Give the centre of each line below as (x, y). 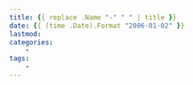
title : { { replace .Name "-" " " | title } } (93, 17)
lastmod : (25, 34)
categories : (31, 42)
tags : (19, 58)
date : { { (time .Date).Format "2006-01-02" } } (97, 26)
